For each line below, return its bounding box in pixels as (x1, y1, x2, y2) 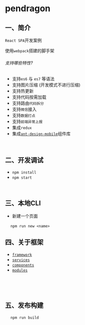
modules (12, 268, 28, 273)
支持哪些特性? (5, 60, 33, 66)
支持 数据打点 (12, 113, 35, 119)
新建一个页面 (12, 213, 38, 219)
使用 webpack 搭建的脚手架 (5, 48, 55, 54)
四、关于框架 (5, 238, 44, 246)
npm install (12, 170, 36, 175)
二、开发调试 (5, 156, 44, 164)
